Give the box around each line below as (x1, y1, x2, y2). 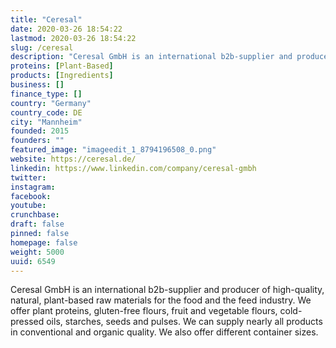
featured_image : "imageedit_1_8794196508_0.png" (10, 145, 217, 155)
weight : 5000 (10, 247, 65, 257)
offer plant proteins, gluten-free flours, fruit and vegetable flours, (10, 305, 278, 317)
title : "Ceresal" (10, 14, 83, 25)
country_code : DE (10, 107, 83, 118)
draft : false (10, 219, 65, 230)
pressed (10, 316, 45, 328)
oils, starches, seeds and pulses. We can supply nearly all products (46, 316, 323, 328)
